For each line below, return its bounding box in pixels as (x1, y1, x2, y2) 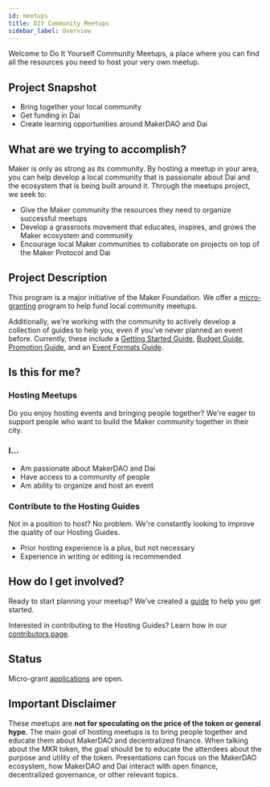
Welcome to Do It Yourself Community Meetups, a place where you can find (8, 49, 260, 59)
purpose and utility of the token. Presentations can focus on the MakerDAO (8, 752, 257, 762)
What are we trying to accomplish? (8, 142, 187, 156)
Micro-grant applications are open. (8, 674, 124, 683)
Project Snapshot (8, 80, 97, 94)
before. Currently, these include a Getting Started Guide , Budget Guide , (8, 333, 245, 343)
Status (8, 653, 43, 666)
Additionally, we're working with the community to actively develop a (8, 316, 236, 326)
